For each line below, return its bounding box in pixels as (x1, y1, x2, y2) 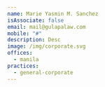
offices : (7, 50, 33, 57)
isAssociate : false (7, 17, 64, 24)
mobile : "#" (7, 29, 42, 37)
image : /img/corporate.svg (7, 43, 86, 50)
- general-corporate (13, 69, 73, 76)
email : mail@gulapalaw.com (7, 23, 86, 30)
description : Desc (7, 36, 61, 43)
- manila (13, 56, 39, 63)
